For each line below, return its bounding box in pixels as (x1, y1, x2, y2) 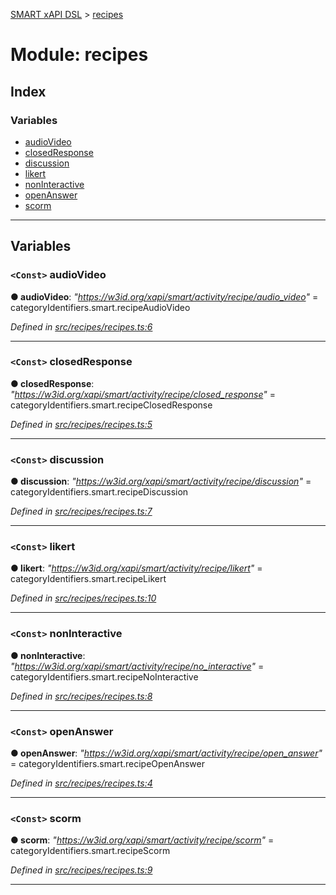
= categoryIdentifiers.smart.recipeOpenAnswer (10, 758, 205, 770)
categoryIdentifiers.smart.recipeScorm (10, 845, 171, 857)
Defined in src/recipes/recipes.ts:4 (10, 777, 153, 789)
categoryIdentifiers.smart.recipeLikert (10, 573, 167, 585)
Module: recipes (10, 44, 149, 66)
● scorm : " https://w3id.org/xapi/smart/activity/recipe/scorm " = (10, 834, 275, 846)
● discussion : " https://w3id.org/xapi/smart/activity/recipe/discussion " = (10, 475, 312, 488)
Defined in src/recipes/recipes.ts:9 (10, 864, 153, 876)
